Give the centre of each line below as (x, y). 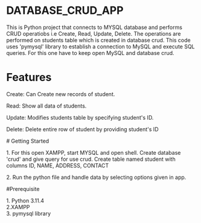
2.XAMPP (18, 207)
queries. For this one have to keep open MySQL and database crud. (90, 53)
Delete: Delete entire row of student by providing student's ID (82, 129)
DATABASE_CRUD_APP (65, 11)
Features (29, 78)
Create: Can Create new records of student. (61, 94)
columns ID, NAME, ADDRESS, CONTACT (58, 165)
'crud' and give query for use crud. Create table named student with (91, 159)
